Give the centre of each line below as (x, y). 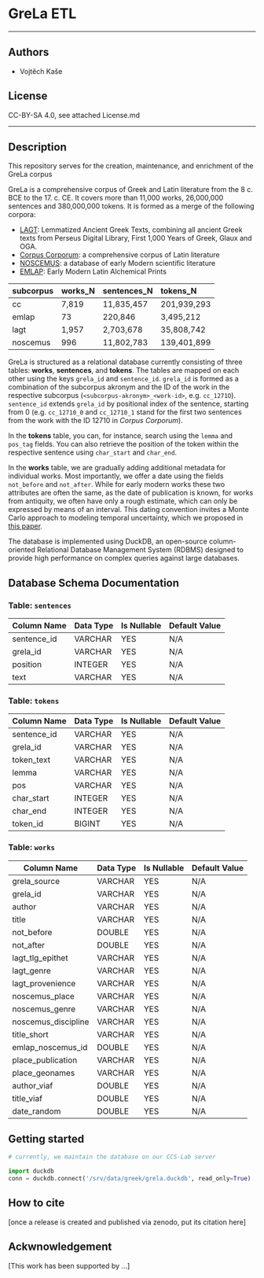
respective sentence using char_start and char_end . (93, 452)
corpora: (22, 215)
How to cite (37, 1203)
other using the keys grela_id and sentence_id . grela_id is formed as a (124, 379)
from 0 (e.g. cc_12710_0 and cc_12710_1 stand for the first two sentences (125, 412)
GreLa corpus (30, 175)
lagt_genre (31, 970)
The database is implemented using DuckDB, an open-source (108, 541)
